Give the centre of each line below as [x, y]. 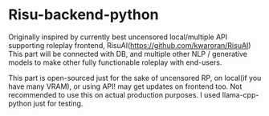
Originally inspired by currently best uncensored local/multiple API [118, 37]
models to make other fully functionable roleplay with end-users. [115, 62]
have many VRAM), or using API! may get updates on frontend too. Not [125, 86]
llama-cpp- [240, 94]
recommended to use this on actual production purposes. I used [114, 94]
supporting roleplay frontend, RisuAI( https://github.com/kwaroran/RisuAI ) [130, 45]
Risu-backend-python [84, 15]
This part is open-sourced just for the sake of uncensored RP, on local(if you [135, 78]
